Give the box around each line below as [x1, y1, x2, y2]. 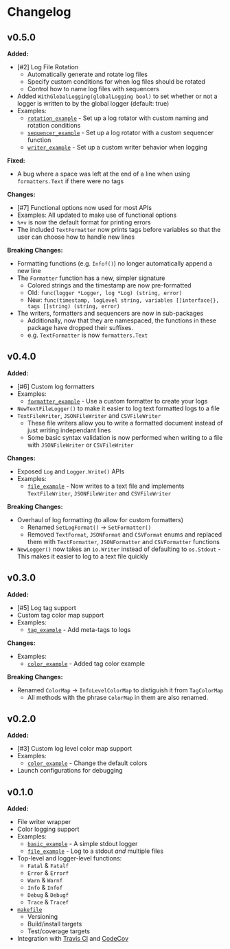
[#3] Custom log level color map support [16, 745, 133, 753]
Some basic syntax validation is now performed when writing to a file [27, 433, 223, 441]
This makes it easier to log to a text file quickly [16, 552, 149, 560]
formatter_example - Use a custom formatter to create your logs [27, 397, 208, 405]
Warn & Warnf [27, 876, 63, 884]
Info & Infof [27, 883, 63, 892]
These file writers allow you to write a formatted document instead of [27, 419, 223, 427]
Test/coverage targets [27, 927, 91, 935]
